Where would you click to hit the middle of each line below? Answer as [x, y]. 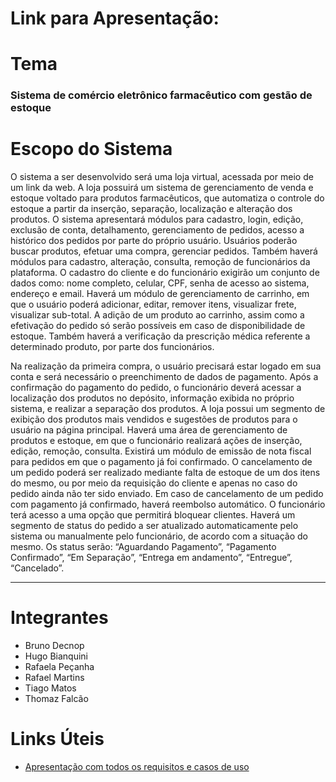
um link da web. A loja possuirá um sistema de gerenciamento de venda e [162, 188]
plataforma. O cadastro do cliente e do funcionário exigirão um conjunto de [165, 273]
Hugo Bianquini [56, 656]
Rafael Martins [54, 678]
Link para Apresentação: [115, 18]
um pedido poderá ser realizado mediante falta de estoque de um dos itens [165, 473]
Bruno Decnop [54, 646]
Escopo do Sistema [91, 149]
